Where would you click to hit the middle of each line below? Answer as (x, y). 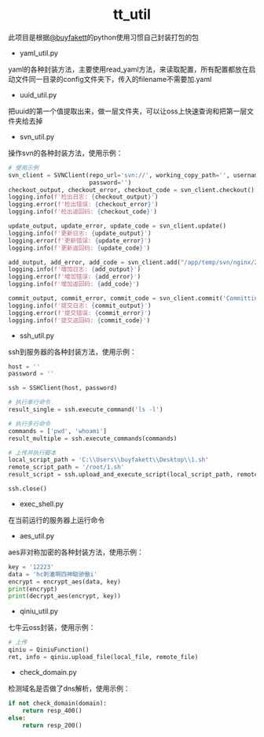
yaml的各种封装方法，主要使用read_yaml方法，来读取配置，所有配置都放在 (128, 69)
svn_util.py (37, 136)
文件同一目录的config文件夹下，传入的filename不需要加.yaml (113, 79)
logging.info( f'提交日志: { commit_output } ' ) (80, 306)
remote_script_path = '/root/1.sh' (66, 467)
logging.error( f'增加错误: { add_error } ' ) (75, 277)
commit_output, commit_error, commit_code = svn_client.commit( (115, 298)
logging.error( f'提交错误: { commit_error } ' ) (80, 313)
